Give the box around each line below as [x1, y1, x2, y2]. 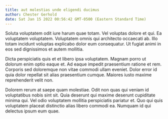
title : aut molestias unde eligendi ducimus [5, 7, 99, 12]
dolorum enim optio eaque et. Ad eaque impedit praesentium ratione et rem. [5, 61, 161, 67]
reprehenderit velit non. [5, 77, 53, 83]
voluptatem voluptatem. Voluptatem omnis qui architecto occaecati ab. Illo [5, 35, 158, 41]
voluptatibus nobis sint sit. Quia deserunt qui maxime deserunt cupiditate [5, 92, 156, 98]
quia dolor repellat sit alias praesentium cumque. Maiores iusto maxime [5, 72, 152, 78]
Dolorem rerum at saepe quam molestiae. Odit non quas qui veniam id [5, 87, 149, 93]
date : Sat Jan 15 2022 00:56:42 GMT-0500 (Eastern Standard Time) [5, 16, 146, 21]
